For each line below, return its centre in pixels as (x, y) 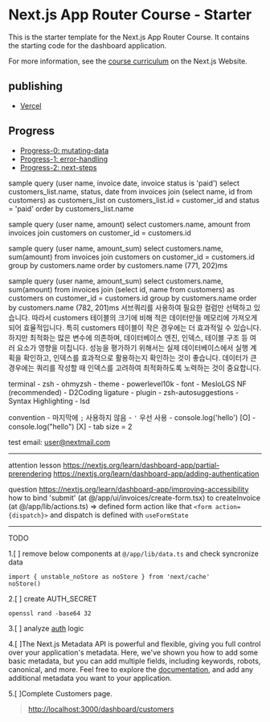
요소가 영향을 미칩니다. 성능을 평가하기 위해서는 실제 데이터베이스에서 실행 (133, 348)
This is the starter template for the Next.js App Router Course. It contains (129, 37)
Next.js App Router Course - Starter (130, 15)
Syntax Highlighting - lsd (49, 401)
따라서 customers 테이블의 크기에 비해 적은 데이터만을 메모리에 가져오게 (145, 317)
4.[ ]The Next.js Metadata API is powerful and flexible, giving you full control (135, 643)
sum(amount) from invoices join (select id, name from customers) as (122, 289)
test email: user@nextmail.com (59, 442)
